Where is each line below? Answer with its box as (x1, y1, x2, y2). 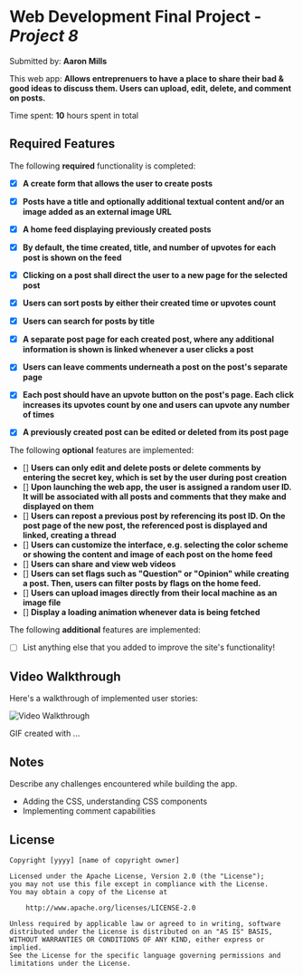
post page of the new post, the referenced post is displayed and (22, 520, 269, 531)
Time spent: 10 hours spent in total (9, 110, 138, 121)
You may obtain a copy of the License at (9, 887, 168, 896)
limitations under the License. (9, 959, 131, 968)
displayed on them (22, 501, 95, 512)
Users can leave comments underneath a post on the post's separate (22, 362, 288, 372)
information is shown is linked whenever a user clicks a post (22, 344, 254, 355)
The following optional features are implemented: (9, 445, 194, 456)
